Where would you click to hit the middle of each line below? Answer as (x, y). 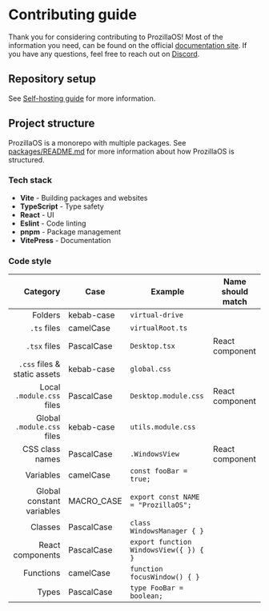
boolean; (147, 596)
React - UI (37, 214)
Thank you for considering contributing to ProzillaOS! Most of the (116, 37)
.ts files (45, 328)
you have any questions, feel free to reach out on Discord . (104, 54)
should (235, 292)
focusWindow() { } (165, 577)
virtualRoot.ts (159, 328)
